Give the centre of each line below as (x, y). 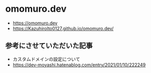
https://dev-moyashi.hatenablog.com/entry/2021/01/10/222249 (79, 65)
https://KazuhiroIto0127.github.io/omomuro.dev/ (63, 28)
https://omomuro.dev (35, 23)
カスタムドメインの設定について (46, 59)
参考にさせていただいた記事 (49, 46)
